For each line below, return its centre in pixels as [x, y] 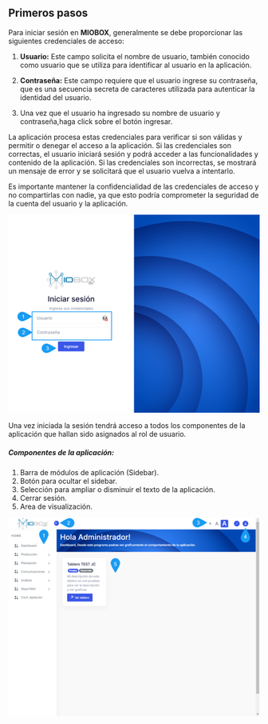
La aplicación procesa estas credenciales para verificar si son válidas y [125, 137]
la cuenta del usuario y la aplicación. [68, 203]
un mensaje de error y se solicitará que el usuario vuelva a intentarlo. [122, 170]
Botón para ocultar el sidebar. [69, 481]
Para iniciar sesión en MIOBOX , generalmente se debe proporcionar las [126, 32]
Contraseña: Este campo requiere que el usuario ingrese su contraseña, [139, 80]
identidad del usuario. [55, 97]
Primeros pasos [48, 13]
